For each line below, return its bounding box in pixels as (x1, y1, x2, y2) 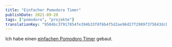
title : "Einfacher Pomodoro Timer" (5, 7, 81, 13)
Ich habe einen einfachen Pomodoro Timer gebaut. (5, 36, 113, 42)
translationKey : (5, 21, 40, 27)
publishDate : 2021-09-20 (5, 12, 58, 17)
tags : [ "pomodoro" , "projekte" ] (5, 17, 74, 22)
